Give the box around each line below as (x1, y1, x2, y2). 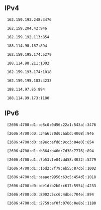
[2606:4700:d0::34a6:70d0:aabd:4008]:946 (6, 131, 94, 136)
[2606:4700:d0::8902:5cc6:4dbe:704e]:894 (6, 192, 94, 197)
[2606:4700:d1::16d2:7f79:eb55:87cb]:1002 (6, 166, 97, 171)
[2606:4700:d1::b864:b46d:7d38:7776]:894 (6, 148, 94, 153)
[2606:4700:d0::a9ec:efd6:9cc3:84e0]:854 (6, 139, 94, 145)
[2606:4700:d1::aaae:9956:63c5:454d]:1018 (6, 174, 97, 180)
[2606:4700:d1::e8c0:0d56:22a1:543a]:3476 (6, 122, 97, 127)
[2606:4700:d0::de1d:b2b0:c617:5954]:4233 (6, 183, 97, 188)
